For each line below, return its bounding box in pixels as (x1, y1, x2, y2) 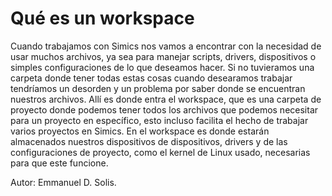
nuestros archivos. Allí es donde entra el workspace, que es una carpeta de (10, 93, 322, 105)
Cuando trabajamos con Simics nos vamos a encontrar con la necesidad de (10, 40, 322, 52)
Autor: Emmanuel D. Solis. (10, 176, 117, 188)
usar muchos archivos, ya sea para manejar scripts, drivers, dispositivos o (10, 50, 317, 62)
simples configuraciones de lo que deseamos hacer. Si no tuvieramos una (10, 61, 315, 73)
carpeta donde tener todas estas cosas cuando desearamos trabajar (10, 72, 293, 84)
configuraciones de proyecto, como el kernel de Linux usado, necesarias (10, 146, 311, 158)
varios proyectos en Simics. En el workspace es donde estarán (10, 125, 270, 137)
